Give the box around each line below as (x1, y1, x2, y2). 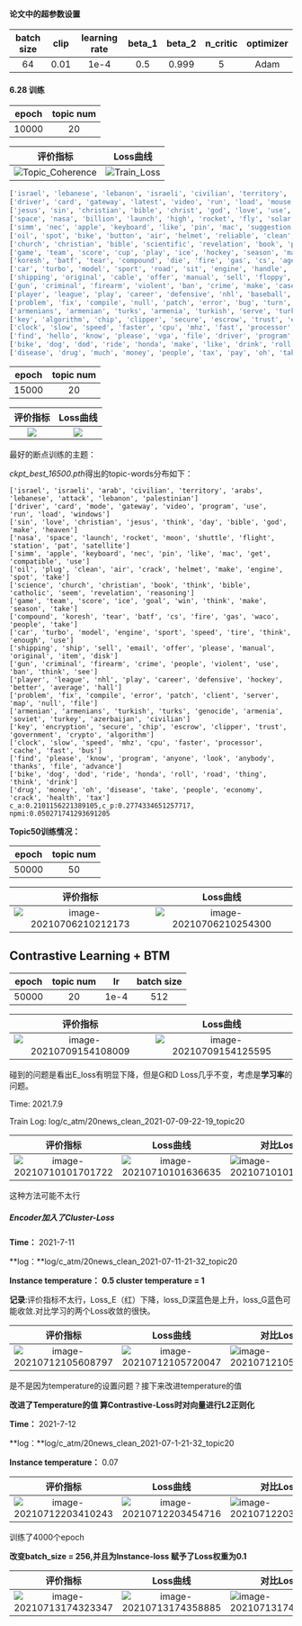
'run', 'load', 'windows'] (9, 510, 111, 519)
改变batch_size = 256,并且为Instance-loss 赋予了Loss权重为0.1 (9, 1550, 247, 1561)
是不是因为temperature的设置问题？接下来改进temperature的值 (9, 1380, 243, 1391)
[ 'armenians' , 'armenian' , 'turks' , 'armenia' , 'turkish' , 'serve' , (9, 306, 271, 315)
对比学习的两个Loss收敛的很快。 (35, 1305, 155, 1316)
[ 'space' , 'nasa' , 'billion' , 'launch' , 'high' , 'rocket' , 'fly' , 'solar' (9, 214, 296, 224)
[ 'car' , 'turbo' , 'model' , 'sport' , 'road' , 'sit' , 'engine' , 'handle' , (9, 265, 288, 274)
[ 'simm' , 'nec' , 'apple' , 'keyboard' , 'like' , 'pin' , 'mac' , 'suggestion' (9, 222, 296, 231)
